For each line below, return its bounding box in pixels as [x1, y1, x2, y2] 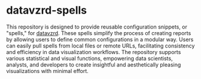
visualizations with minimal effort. [6, 67, 89, 74]
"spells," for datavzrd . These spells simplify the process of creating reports [6, 29, 191, 36]
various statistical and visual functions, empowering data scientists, [6, 55, 173, 62]
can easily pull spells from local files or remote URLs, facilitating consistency [6, 42, 195, 49]
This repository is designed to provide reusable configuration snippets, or [6, 23, 187, 30]
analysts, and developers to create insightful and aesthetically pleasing [6, 61, 181, 68]
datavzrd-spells [6, 4, 87, 17]
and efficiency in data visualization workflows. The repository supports [6, 48, 181, 55]
